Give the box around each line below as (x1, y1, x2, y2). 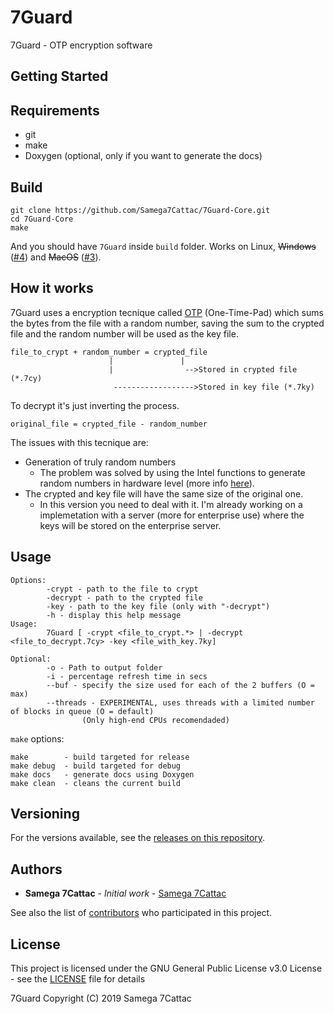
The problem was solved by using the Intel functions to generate (39, 466, 306, 478)
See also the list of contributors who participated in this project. (10, 907, 273, 919)
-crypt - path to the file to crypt (46, 584, 199, 594)
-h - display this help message (46, 610, 182, 620)
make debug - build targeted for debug (10, 761, 182, 771)
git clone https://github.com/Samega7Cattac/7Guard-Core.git (10, 205, 271, 215)
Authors (10, 861, 63, 878)
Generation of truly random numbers (24, 456, 177, 468)
